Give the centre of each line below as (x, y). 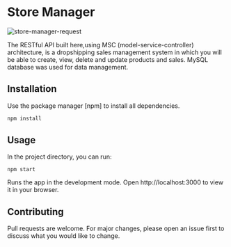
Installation (32, 89)
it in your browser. (33, 190)
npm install (24, 118)
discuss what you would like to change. (64, 236)
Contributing (35, 212)
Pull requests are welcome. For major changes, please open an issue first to (116, 229)
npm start (22, 170)
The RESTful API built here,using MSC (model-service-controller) (101, 45)
